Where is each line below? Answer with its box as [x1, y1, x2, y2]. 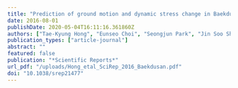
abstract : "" [7, 43, 46, 50]
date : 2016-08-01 [7, 17, 59, 24]
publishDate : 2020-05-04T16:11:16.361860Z [7, 23, 135, 31]
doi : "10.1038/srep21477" [7, 70, 84, 77]
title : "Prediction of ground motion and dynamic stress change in [7, 10, 211, 18]
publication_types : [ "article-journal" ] [7, 37, 129, 44]
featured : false [7, 50, 55, 57]
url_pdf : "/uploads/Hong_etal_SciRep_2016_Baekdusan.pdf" [7, 63, 182, 70]
